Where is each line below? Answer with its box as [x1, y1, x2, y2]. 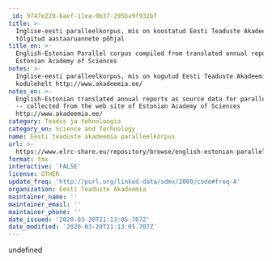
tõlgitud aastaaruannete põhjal [15, 34, 125, 43]
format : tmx [8, 155, 49, 163]
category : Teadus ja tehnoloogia [8, 118, 121, 126]
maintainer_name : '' [8, 192, 79, 201]
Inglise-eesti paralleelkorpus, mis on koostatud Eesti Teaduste [15, 27, 241, 35]
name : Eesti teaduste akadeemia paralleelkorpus [8, 132, 176, 140]
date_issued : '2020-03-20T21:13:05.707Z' [8, 216, 151, 224]
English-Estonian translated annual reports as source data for [15, 95, 237, 103]
